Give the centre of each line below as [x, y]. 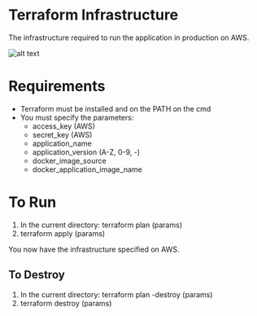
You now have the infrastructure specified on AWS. [94, 249]
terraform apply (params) [63, 233]
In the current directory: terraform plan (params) [101, 225]
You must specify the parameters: [77, 117]
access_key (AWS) [64, 126]
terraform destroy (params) [66, 303]
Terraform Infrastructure [94, 15]
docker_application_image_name [87, 169]
